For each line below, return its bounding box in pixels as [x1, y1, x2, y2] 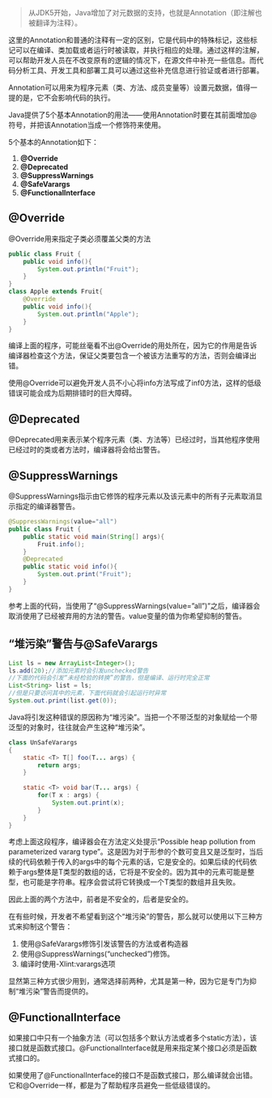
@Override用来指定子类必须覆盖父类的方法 [8, 234, 151, 244]
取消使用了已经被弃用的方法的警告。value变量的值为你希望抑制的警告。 [8, 611, 247, 621]
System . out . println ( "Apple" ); [37, 310, 139, 318]
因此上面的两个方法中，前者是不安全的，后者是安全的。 [8, 894, 193, 905]
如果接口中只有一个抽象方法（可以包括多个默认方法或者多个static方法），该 [8, 1033, 257, 1043]
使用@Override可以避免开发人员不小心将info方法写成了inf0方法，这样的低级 [8, 378, 261, 388]
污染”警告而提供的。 [25, 986, 93, 996]
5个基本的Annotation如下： [8, 138, 100, 146]
